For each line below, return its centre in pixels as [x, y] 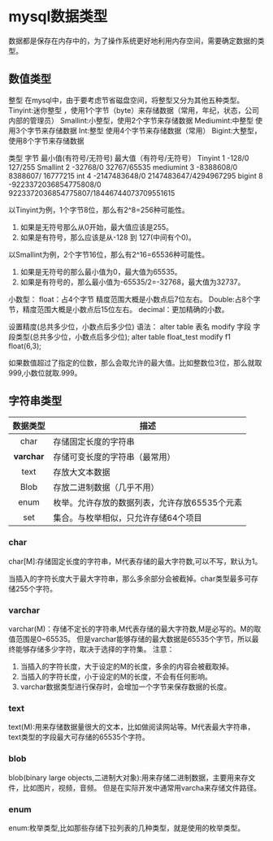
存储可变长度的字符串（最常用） [115, 457]
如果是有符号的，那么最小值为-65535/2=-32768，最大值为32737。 [132, 282]
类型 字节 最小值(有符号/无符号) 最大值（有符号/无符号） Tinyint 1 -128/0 [129, 158]
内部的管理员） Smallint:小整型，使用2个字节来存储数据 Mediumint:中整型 [131, 120]
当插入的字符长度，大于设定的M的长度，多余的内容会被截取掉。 [127, 666]
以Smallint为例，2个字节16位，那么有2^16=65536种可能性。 [109, 254]
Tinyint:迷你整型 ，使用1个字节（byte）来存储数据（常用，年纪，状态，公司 [134, 110]
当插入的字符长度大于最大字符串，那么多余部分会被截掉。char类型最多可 [130, 579]
